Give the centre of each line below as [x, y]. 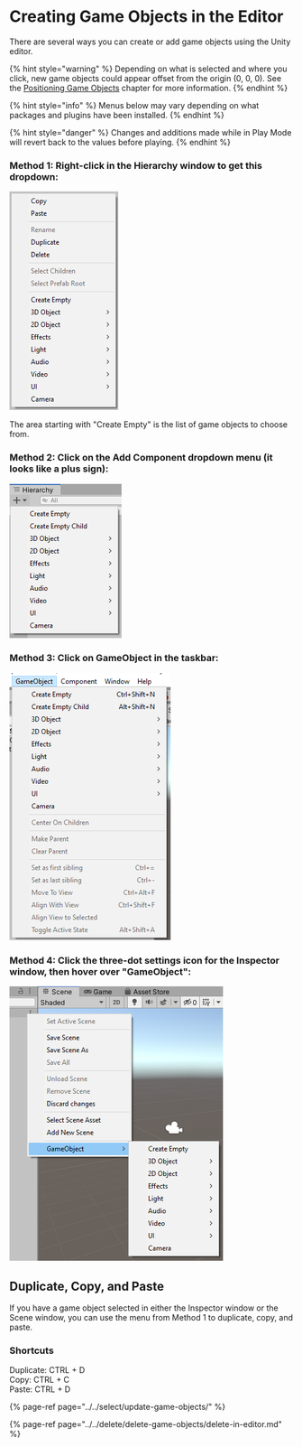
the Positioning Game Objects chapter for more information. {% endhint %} [149, 88]
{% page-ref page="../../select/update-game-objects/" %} [118, 1407]
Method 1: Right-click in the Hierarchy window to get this [136, 165]
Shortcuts [32, 1350]
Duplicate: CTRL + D [47, 1370]
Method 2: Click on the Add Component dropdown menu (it [141, 458]
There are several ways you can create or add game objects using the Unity [150, 42]
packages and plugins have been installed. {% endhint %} [117, 115]
